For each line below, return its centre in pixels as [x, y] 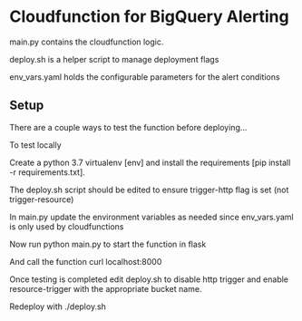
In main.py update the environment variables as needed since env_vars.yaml [151, 217]
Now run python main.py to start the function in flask [108, 244]
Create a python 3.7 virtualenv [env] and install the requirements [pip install [150, 162]
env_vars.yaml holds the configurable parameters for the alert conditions [145, 77]
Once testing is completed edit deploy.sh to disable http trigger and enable [149, 279]
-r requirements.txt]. [48, 172]
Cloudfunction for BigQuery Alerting [149, 17]
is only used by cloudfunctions [67, 226]
